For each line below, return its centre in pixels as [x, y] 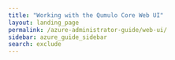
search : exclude [35, 44]
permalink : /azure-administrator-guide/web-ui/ [88, 30]
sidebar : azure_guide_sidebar [58, 37]
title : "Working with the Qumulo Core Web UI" [86, 15]
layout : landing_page [44, 23]
